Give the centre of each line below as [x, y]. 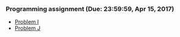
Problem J [27, 28]
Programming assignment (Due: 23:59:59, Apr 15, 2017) [90, 9]
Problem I [27, 22]
